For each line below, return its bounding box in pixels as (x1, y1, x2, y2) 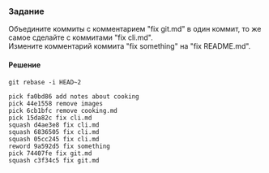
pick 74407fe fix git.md (8, 149, 92, 158)
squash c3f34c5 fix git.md (8, 156, 100, 164)
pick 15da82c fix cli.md (8, 114, 92, 122)
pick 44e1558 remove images (8, 99, 104, 107)
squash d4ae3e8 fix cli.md (8, 120, 100, 129)
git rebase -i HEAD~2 (8, 78, 82, 86)
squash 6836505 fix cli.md (8, 128, 100, 136)
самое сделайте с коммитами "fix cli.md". (8, 32, 153, 42)
